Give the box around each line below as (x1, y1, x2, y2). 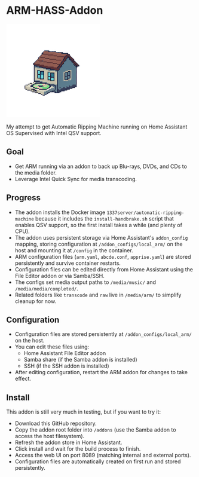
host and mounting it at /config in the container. (14, 246, 133, 254)
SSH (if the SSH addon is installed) (23, 362, 109, 369)
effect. (14, 375, 32, 383)
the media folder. (14, 169, 57, 176)
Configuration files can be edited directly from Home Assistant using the (14, 265, 193, 273)
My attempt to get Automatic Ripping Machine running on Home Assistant (6, 123, 188, 130)
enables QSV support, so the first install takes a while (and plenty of (14, 221, 182, 228)
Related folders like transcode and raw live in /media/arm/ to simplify (14, 291, 182, 298)
